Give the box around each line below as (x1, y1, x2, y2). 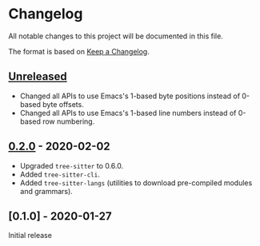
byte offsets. (42, 99, 84, 109)
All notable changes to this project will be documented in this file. (8, 31, 224, 41)
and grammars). (19, 186, 74, 196)
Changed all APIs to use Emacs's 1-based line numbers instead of (19, 108, 237, 117)
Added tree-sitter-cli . (19, 169, 100, 179)
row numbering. (42, 117, 95, 126)
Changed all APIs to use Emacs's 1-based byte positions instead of (19, 91, 241, 101)
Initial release (8, 231, 52, 240)
